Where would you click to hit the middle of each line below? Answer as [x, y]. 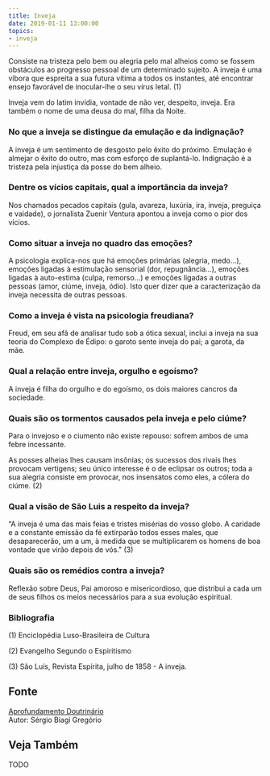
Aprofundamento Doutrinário [56, 711]
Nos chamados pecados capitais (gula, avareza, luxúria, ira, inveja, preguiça [135, 205]
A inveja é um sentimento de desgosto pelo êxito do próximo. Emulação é [130, 149]
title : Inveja [32, 16]
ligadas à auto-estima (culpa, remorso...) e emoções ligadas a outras [123, 278]
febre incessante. [37, 445]
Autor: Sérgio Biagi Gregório [55, 720]
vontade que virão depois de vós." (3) [71, 550]
